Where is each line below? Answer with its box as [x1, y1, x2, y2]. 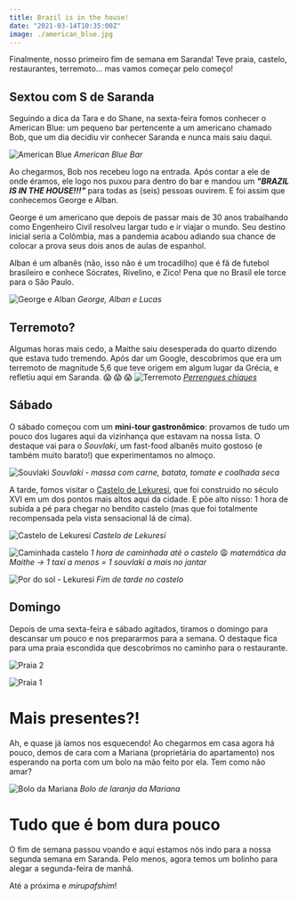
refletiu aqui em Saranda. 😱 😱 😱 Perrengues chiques [9, 372, 258, 382]
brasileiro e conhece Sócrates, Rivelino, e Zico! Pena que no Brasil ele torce [9, 267, 286, 278]
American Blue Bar [74, 149, 143, 160]
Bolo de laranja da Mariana [79, 783, 181, 794]
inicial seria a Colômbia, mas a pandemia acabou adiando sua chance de [9, 231, 276, 241]
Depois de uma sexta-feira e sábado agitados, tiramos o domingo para [9, 623, 269, 634]
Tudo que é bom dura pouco [9, 814, 221, 834]
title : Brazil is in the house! [9, 12, 129, 22]
